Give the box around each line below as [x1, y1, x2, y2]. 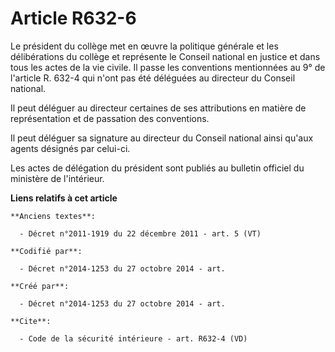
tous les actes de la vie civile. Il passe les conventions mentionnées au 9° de [10, 61, 326, 73]
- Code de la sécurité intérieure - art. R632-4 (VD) [19, 333, 248, 344]
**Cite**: [10, 316, 52, 326]
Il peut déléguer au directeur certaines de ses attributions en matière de [10, 102, 307, 114]
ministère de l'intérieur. [10, 172, 105, 184]
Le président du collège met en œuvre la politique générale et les [10, 40, 279, 52]
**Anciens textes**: [10, 211, 97, 221]
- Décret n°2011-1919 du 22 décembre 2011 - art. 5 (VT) [19, 228, 262, 239]
